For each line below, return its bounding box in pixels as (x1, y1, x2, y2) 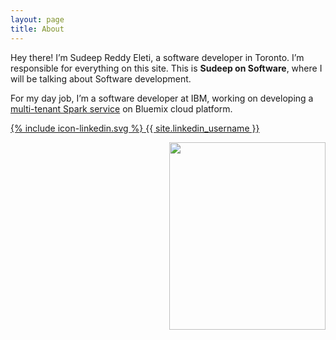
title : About (10, 24, 65, 34)
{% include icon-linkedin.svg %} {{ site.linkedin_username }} (10, 122, 260, 134)
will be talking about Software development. (10, 72, 192, 85)
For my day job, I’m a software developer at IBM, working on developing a (10, 92, 314, 104)
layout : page (10, 14, 65, 25)
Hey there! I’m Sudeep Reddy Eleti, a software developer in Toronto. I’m (10, 51, 305, 63)
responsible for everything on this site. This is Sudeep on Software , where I (10, 62, 323, 74)
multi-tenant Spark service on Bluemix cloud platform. (10, 102, 233, 115)
